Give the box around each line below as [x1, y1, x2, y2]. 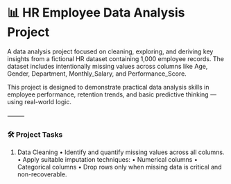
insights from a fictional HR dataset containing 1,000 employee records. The [7, 54, 224, 62]
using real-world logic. [7, 97, 71, 106]
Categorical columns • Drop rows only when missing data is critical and [17, 163, 222, 172]
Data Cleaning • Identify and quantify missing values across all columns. [17, 148, 225, 156]
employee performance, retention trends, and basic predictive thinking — [7, 90, 217, 99]
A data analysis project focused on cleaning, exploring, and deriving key [7, 47, 214, 56]
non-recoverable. [17, 170, 67, 178]
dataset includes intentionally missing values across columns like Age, [7, 62, 208, 70]
